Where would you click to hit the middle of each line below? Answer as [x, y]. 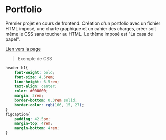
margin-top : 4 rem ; [33, 124]
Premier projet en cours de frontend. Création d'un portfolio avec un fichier [83, 23]
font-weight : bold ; [35, 72]
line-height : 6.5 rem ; [37, 82]
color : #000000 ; [31, 91]
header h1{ [17, 68]
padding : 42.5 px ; [32, 119]
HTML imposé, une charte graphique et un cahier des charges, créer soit [81, 28]
